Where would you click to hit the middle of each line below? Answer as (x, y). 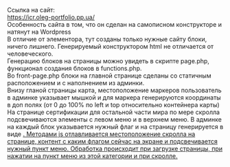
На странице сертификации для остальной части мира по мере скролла (114, 112)
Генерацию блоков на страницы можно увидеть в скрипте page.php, (108, 61)
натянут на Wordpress (39, 32)
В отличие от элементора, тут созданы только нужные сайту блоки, (107, 39)
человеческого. (30, 54)
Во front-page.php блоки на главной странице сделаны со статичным (109, 76)
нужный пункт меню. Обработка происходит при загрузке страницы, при (115, 148)
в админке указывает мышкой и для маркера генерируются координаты (114, 98)
